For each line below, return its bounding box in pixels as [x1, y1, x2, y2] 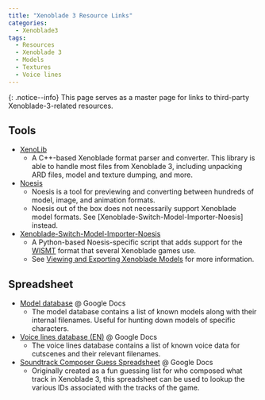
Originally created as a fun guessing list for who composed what [31, 366, 243, 375]
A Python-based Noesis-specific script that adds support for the [31, 237, 243, 247]
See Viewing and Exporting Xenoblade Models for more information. [31, 255, 255, 264]
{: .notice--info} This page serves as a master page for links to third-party [8, 92, 250, 102]
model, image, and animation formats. [31, 195, 156, 205]
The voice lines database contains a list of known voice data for [31, 340, 240, 350]
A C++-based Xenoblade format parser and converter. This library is [31, 153, 255, 163]
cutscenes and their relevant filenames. [31, 349, 161, 359]
